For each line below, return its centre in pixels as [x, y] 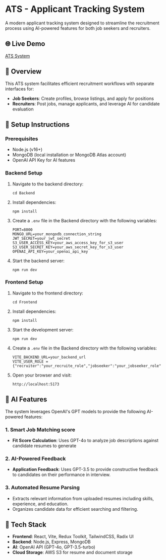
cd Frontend [25, 302]
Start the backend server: [38, 261]
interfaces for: [20, 89]
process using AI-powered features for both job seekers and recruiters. [78, 28]
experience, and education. [40, 504]
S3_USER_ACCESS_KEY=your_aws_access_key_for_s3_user [68, 243]
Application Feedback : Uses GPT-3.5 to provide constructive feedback [85, 469]
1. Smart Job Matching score [40, 430]
